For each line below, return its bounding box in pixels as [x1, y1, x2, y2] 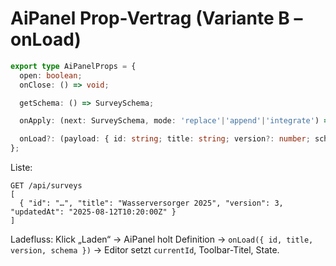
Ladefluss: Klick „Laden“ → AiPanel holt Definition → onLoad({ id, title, [10, 233, 314, 246]
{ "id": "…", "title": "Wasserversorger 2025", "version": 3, [19, 198, 284, 209]
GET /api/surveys [10, 181, 83, 191]
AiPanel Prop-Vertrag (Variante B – [10, 7, 303, 30]
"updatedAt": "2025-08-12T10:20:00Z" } [10, 207, 177, 217]
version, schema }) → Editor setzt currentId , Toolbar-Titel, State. [10, 244, 280, 256]
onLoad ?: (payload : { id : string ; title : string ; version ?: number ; [19, 134, 311, 144]
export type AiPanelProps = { [10, 61, 137, 71]
